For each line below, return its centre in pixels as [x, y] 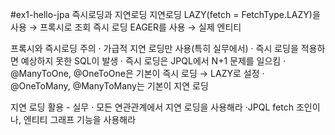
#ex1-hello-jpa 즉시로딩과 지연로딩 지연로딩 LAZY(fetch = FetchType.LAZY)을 [165, 14]
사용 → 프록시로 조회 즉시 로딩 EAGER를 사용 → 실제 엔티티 [126, 27]
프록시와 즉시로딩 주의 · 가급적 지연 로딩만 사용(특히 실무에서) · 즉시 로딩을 [154, 48]
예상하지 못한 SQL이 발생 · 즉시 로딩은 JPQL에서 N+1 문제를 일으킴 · [153, 61]
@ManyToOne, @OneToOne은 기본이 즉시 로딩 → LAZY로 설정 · [137, 73]
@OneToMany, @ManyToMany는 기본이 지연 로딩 [109, 86]
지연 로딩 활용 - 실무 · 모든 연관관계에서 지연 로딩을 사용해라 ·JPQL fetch [152, 107]
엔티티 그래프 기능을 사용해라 [80, 119]
